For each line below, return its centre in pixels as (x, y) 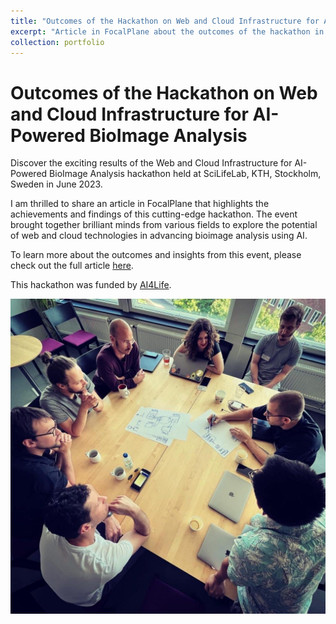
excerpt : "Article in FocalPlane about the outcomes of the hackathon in (167, 31)
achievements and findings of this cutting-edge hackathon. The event (154, 214)
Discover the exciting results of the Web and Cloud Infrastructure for (151, 163)
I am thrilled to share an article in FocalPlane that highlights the (140, 204)
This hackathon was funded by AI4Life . (91, 285)
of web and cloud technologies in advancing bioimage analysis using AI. (159, 236)
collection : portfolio (57, 42)
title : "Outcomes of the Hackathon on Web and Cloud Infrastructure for (165, 21)
